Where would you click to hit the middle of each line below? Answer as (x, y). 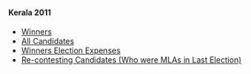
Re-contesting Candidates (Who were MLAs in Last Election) (131, 60)
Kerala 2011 (30, 12)
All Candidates (47, 41)
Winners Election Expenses (71, 51)
